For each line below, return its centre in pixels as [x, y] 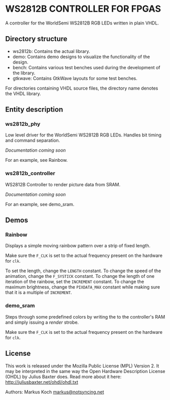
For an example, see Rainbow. [37, 160]
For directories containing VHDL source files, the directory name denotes [82, 88]
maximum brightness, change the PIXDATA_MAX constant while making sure [83, 287]
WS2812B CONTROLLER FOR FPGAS [83, 9]
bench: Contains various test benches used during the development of [87, 67]
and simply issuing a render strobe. [42, 322]
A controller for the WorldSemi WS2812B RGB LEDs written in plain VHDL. [82, 23]
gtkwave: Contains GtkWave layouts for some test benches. [75, 78]
